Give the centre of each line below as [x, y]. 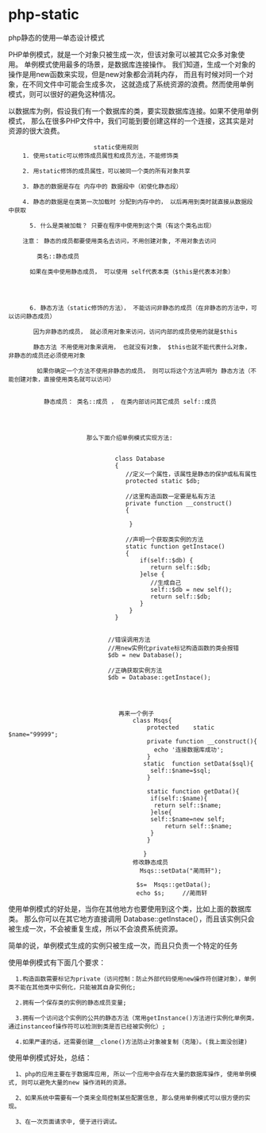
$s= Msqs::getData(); [174, 885]
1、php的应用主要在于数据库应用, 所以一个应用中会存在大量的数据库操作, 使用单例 [133, 1074]
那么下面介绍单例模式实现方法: [129, 438]
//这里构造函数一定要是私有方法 [171, 496]
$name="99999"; [33, 734]
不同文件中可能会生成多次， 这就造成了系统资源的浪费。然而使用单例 [141, 84]
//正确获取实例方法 [135, 670]
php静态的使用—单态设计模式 [56, 37]
